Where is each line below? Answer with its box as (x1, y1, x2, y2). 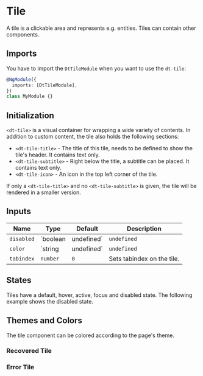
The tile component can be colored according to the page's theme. (6, 332, 175, 339)
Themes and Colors (6, 315, 82, 326)
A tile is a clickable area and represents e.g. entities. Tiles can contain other (6, 24, 196, 32)
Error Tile (6, 363, 35, 372)
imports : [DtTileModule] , (12, 82, 78, 88)
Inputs (6, 206, 32, 217)
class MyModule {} (6, 93, 53, 100)
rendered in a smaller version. (6, 189, 81, 196)
